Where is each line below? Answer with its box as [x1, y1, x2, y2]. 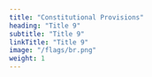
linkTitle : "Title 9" [9, 37, 89, 47]
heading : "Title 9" [9, 21, 81, 30]
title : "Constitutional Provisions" [9, 12, 144, 22]
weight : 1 [9, 54, 46, 63]
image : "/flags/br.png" [9, 46, 97, 55]
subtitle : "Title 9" [9, 29, 86, 38]
